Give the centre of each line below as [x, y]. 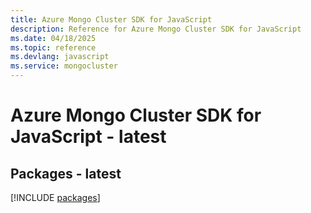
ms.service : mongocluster [64, 66]
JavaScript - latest [88, 137]
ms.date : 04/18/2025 [53, 38]
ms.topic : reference [53, 47]
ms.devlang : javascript [60, 57]
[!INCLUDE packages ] [55, 197]
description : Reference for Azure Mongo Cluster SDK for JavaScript [156, 29]
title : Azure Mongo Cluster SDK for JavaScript [111, 19]
